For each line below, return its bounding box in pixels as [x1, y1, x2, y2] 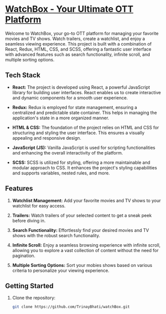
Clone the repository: [12, 295, 56, 301]
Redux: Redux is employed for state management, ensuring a [12, 104, 137, 110]
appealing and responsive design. [12, 135, 82, 141]
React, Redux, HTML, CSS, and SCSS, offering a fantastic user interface [5, 46, 152, 52]
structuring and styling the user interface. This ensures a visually [12, 130, 145, 136]
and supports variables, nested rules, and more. [12, 170, 110, 176]
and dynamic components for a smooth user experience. [12, 95, 128, 101]
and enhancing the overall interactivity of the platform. [12, 150, 123, 156]
